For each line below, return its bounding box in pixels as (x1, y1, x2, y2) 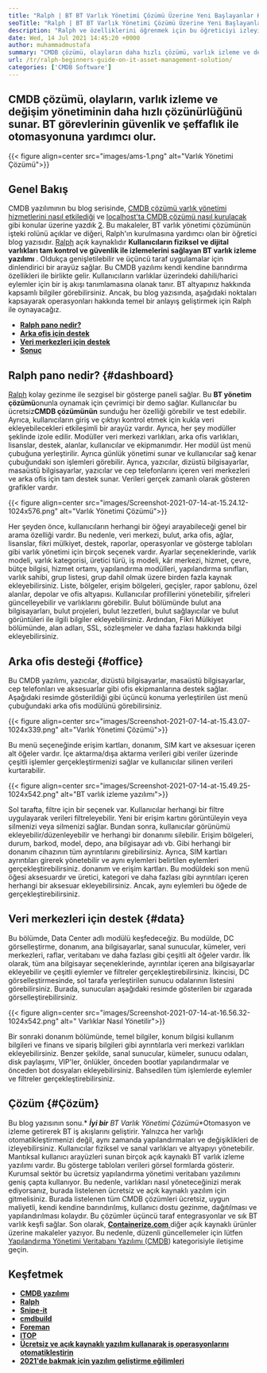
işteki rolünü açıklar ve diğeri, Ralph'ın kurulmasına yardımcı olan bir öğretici (8, 229, 257, 238)
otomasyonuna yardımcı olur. (8, 130, 157, 144)
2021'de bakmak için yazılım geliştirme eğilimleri (19, 1356, 184, 1366)
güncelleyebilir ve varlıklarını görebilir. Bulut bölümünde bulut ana (8, 598, 222, 608)
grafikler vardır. (8, 482, 58, 493)
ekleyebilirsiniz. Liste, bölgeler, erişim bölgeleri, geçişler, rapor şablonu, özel (8, 581, 257, 590)
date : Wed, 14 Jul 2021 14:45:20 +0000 (8, 33, 141, 42)
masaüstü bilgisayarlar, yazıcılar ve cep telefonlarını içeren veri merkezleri (8, 466, 250, 475)
